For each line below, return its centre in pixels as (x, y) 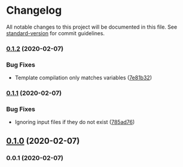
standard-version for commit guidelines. (55, 33)
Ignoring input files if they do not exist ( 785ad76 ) (75, 122)
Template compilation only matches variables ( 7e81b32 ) (83, 78)
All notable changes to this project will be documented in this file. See (92, 27)
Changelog (34, 10)
